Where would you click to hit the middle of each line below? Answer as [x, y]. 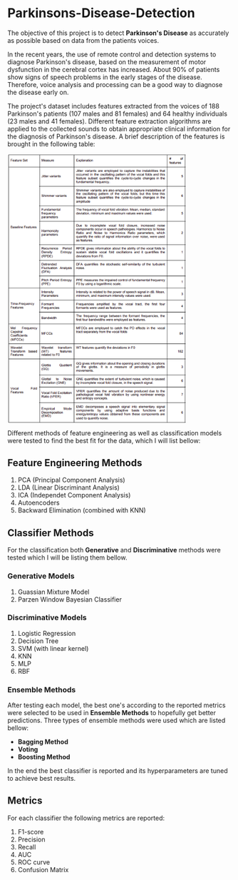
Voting [28, 749]
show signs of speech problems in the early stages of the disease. [105, 77]
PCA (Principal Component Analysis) [72, 480]
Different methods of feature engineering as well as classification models [115, 433]
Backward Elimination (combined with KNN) [82, 510]
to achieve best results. [42, 779]
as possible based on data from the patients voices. [83, 40]
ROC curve [34, 862]
